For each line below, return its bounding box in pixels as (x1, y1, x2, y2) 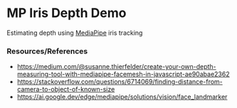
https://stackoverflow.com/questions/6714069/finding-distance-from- (16, 77, 223, 86)
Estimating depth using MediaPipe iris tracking (6, 28, 143, 37)
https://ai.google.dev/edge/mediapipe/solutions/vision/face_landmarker (16, 92, 228, 101)
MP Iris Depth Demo (6, 5, 127, 21)
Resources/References (6, 46, 88, 56)
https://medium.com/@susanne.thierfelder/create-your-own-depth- (16, 63, 216, 71)
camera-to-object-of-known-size (16, 85, 115, 94)
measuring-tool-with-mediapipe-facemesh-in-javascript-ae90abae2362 (16, 70, 230, 79)
